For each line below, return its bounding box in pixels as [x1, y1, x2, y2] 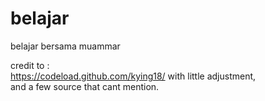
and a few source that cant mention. [10, 80, 160, 92]
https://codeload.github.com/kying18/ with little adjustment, [10, 70, 257, 82]
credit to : [10, 59, 50, 71]
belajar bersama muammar [10, 40, 121, 52]
